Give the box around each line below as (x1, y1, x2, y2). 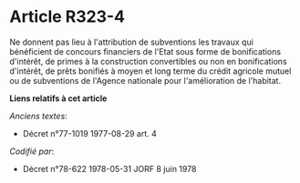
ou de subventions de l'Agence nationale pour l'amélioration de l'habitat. (9, 75, 281, 86)
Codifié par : (9, 146, 55, 157)
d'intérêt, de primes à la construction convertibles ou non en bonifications (9, 56, 287, 66)
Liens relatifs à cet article (9, 93, 108, 104)
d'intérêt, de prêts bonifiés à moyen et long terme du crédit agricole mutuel (9, 66, 292, 76)
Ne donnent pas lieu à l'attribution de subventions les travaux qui (9, 36, 253, 47)
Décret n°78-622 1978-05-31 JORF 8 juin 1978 (22, 163, 197, 174)
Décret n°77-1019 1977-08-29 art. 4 (22, 127, 158, 138)
